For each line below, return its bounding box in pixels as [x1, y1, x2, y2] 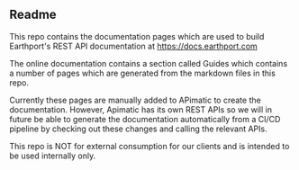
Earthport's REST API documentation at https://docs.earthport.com [9, 40, 258, 51]
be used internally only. [9, 150, 96, 161]
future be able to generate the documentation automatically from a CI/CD [9, 113, 281, 124]
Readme [9, 7, 57, 22]
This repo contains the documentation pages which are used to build [9, 31, 265, 41]
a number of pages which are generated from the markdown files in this [9, 67, 276, 78]
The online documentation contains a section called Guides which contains [9, 58, 288, 68]
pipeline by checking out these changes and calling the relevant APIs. [9, 123, 267, 134]
